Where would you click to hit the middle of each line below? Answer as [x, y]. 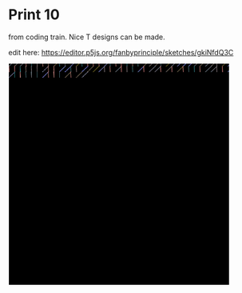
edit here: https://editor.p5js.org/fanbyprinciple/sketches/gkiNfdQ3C [121, 52]
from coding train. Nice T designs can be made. [87, 37]
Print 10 [34, 15]
